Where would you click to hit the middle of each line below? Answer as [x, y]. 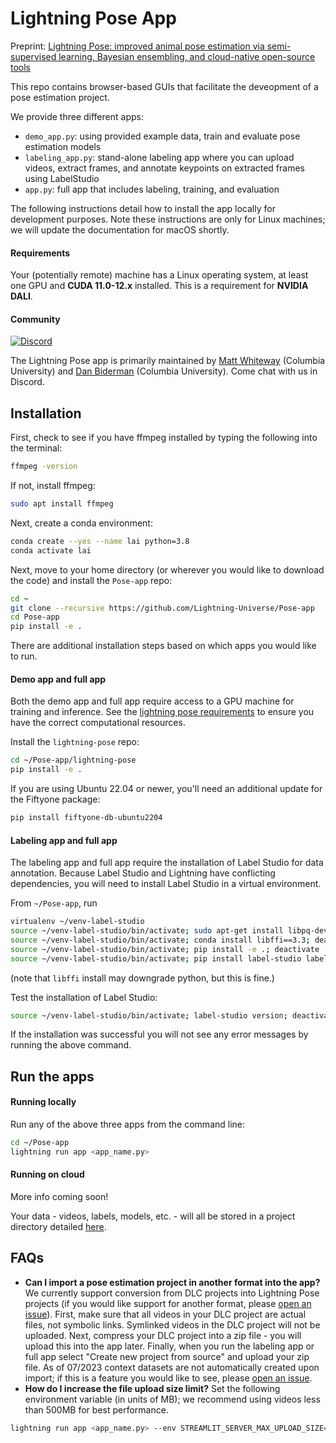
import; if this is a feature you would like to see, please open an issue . [168, 1378]
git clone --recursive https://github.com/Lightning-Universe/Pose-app [162, 608]
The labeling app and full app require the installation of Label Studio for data [167, 863]
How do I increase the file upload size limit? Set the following [152, 1388]
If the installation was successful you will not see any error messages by [159, 1034]
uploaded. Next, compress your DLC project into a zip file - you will [163, 1335]
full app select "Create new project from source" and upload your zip [167, 1356]
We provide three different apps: [77, 116]
